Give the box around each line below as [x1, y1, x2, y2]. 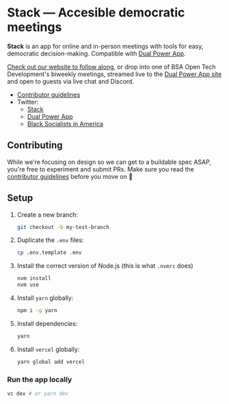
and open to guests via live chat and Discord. [7, 77, 135, 85]
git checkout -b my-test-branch [16, 224, 109, 230]
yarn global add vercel [16, 358, 85, 365]
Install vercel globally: [16, 345, 80, 353]
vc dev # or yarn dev [7, 390, 69, 397]
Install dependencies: [16, 319, 78, 327]
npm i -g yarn [16, 307, 57, 314]
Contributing [7, 139, 63, 152]
